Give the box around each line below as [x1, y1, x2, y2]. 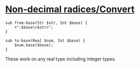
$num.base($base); [14, 42, 53, 48]
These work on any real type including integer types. [5, 56, 116, 62]
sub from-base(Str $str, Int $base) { [5, 20, 88, 25]
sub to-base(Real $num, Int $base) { [5, 38, 86, 43]
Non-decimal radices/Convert [5, 4, 135, 15]
